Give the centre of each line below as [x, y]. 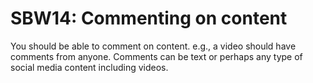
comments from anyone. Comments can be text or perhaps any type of [156, 56]
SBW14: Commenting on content [149, 18]
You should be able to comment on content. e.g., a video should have [153, 46]
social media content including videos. [89, 67]
